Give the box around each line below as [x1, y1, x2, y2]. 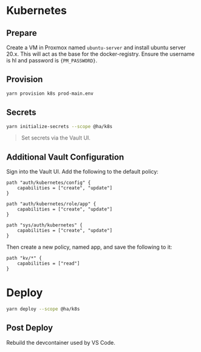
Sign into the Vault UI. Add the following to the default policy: [6, 168, 159, 175]
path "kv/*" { [6, 256, 43, 262]
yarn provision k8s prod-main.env [6, 90, 94, 96]
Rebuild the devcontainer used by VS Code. [6, 339, 115, 346]
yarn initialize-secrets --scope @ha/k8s [6, 123, 113, 129]
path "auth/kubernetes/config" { [6, 180, 91, 186]
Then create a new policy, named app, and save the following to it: [6, 243, 172, 251]
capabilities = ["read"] [17, 260, 80, 267]
